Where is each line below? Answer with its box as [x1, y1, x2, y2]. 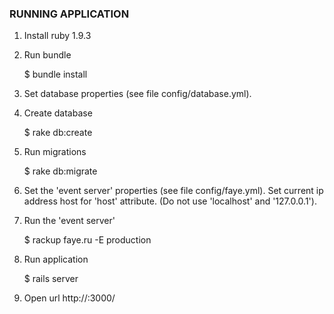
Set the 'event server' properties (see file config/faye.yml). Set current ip [23, 185, 324, 197]
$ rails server [23, 273, 79, 285]
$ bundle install [23, 68, 88, 81]
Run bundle [23, 49, 72, 61]
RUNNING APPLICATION [9, 7, 130, 21]
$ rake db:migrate [23, 165, 98, 177]
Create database [23, 107, 93, 119]
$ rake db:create [23, 127, 93, 139]
